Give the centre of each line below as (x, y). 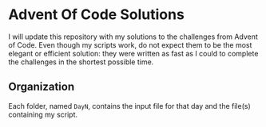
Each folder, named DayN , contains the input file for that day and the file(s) (130, 106)
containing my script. (43, 114)
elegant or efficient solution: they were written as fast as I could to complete (133, 53)
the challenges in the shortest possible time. (81, 62)
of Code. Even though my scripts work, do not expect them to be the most (130, 44)
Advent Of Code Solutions (97, 15)
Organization (41, 87)
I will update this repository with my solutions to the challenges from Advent (133, 37)
